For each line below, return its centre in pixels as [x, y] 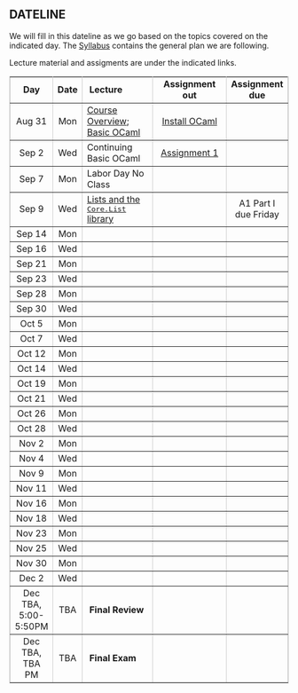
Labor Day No [116, 173]
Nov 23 [31, 533]
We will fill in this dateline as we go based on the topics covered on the [139, 35]
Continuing [110, 147]
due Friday [257, 215]
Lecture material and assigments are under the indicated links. [123, 62]
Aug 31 [31, 121]
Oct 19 [31, 383]
